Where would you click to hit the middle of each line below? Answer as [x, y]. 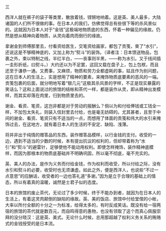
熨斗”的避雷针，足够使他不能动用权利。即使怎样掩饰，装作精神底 [83, 147]
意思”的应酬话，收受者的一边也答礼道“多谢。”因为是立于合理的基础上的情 [83, 176]
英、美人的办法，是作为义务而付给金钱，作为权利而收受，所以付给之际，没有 [83, 164]
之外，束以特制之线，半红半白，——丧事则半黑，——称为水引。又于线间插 [85, 58]
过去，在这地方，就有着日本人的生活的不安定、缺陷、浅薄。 [70, 124]
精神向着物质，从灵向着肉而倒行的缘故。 [63, 36]
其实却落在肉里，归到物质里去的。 [53, 95]
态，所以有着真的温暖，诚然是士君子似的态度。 [53, 182]
